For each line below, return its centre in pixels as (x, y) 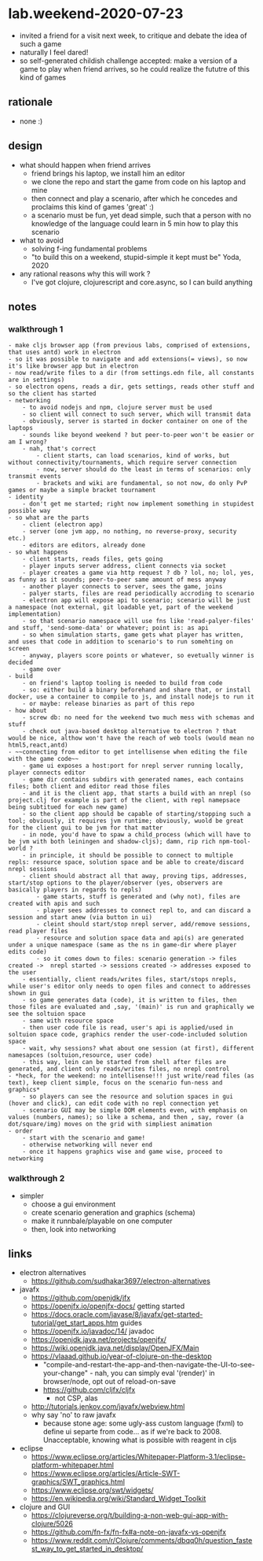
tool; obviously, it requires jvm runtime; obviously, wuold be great (126, 821)
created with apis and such (54, 904)
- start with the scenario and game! (84, 1138)
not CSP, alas (76, 1398)
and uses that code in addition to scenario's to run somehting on (121, 642)
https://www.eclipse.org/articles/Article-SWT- (106, 1474)
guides (131, 1323)
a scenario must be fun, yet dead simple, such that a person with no (141, 215)
